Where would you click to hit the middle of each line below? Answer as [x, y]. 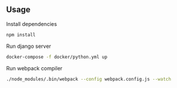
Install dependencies [32, 24]
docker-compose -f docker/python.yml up [57, 57]
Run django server [29, 46]
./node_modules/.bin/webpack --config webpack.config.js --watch [88, 79]
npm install [21, 35]
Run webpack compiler [34, 68]
